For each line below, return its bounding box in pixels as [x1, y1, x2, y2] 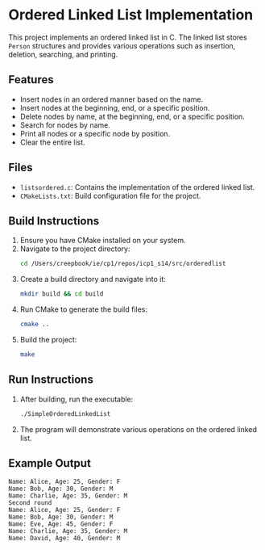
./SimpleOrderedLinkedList [19, 409, 111, 418]
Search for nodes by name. [19, 120, 110, 130]
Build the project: [19, 335, 77, 344]
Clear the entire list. [19, 137, 86, 147]
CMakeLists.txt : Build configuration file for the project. [19, 191, 201, 200]
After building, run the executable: [19, 394, 134, 404]
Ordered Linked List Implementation [8, 6, 254, 24]
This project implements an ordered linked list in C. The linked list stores [8, 32, 247, 42]
